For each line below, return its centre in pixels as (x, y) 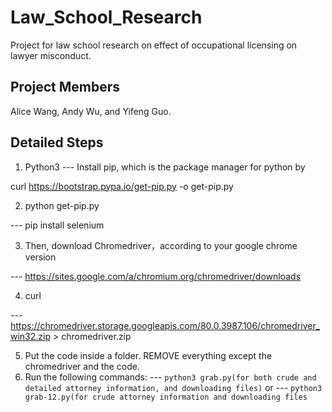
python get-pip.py (62, 205)
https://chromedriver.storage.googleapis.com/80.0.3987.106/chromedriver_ (165, 325)
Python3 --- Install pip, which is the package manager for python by (165, 167)
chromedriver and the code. (82, 366)
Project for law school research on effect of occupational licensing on (154, 45)
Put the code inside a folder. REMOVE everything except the (148, 355)
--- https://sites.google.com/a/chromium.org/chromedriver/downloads (156, 276)
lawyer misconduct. (51, 55)
